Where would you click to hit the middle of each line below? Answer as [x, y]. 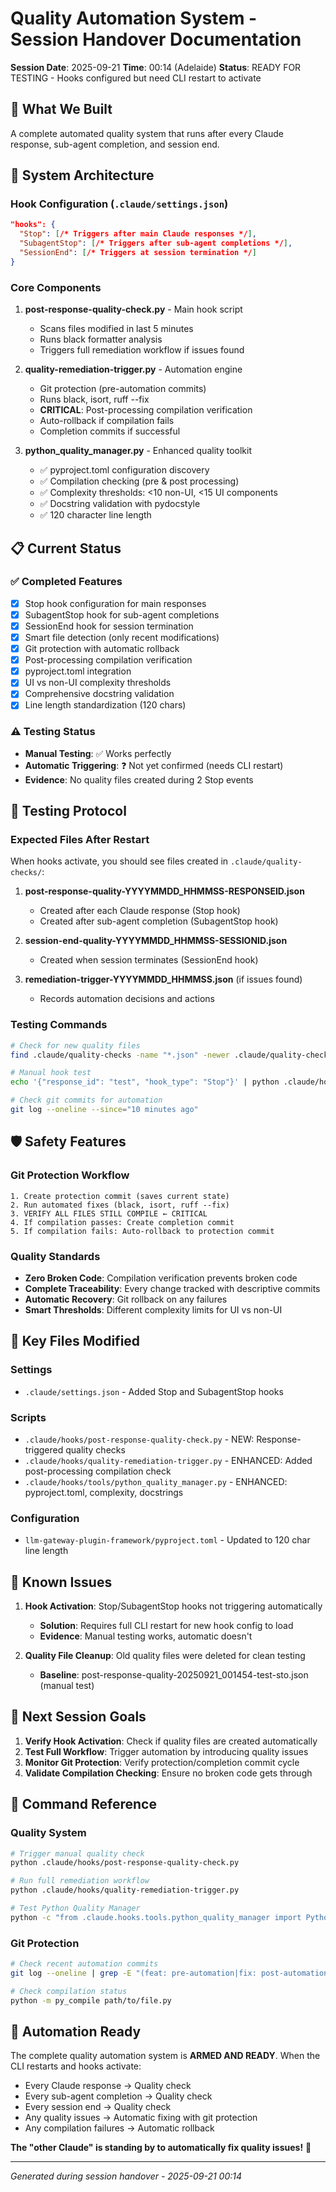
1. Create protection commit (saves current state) [120, 1196]
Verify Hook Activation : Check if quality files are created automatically [171, 1741]
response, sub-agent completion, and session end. [115, 144]
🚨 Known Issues [61, 1582]
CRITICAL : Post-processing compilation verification [146, 410]
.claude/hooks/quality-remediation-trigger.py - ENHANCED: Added [168, 1460]
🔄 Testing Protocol [68, 811]
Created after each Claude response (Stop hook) [140, 911]
